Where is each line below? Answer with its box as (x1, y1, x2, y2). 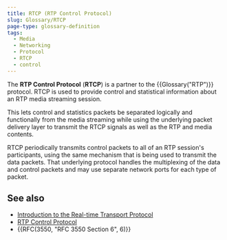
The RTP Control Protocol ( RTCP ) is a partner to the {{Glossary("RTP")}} (7, 80, 214, 88)
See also (7, 193, 45, 204)
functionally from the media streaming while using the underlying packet (7, 115, 213, 124)
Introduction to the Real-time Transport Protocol (17, 210, 153, 219)
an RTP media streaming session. (7, 94, 102, 103)
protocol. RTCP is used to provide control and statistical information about (7, 87, 217, 96)
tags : (7, 29, 23, 36)
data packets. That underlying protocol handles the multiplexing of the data (7, 157, 221, 166)
